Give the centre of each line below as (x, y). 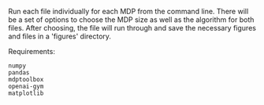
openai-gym (26, 86)
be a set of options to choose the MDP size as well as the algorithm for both (131, 20)
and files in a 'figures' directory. (60, 36)
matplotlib (26, 93)
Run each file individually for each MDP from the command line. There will (128, 11)
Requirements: (32, 51)
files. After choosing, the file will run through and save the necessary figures (132, 28)
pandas (19, 73)
